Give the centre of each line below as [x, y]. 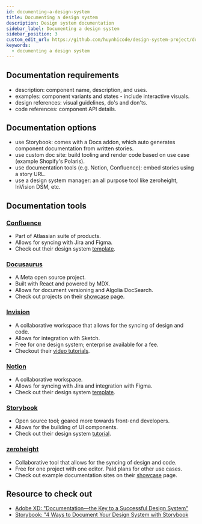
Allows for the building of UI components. [66, 427]
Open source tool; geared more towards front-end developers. [92, 421]
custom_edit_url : [28, 40]
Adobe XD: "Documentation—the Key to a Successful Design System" [102, 508]
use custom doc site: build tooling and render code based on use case [102, 155]
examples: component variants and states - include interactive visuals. [102, 96]
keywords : [19, 46]
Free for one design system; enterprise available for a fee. [87, 344]
